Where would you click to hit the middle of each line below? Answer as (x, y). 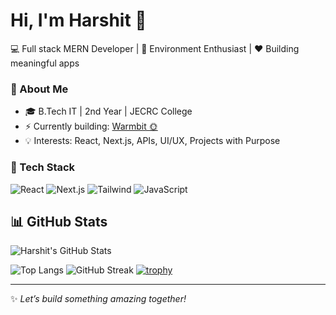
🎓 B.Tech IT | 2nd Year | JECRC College (108, 111)
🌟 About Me (39, 89)
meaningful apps (45, 63)
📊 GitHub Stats (59, 221)
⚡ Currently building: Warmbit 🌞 (91, 126)
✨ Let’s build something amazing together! (98, 299)
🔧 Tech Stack (43, 167)
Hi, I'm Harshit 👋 (78, 20)
